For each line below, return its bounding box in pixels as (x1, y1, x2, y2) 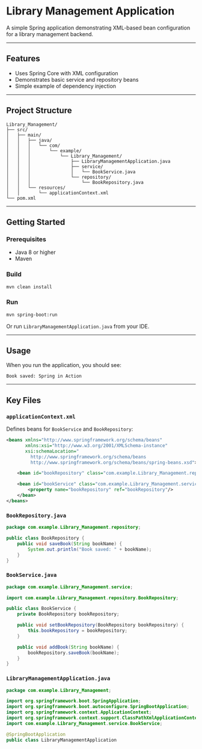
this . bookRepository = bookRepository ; (28, 627, 128, 634)
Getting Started (6, 217, 66, 227)
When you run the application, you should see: (6, 362, 121, 369)
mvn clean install (6, 284, 52, 290)
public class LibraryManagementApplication (6, 737, 117, 743)
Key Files (6, 395, 41, 405)
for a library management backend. (6, 30, 94, 37)
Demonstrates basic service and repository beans (14, 76, 139, 83)
